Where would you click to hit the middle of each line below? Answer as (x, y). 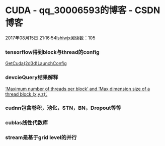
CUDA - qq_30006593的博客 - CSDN (83, 10)
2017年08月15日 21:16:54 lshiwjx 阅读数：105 (50, 38)
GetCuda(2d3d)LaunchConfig (36, 63)
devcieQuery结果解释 (32, 78)
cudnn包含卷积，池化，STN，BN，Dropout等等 (63, 108)
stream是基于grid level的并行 (41, 137)
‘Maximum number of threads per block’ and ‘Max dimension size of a (77, 89)
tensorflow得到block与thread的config (52, 52)
